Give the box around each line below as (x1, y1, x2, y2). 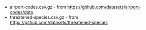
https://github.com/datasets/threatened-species (9, 19, 108, 25)
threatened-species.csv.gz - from (9, 15, 79, 20)
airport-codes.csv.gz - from (9, 4, 66, 10)
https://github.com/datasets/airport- (67, 4, 141, 10)
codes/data (9, 9, 33, 15)
